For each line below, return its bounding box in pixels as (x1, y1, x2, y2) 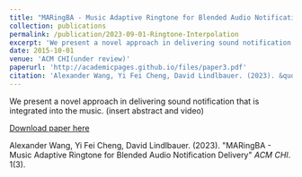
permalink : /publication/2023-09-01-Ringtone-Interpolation (9, 29, 240, 38)
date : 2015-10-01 (9, 46, 75, 55)
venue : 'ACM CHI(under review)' (9, 55, 130, 63)
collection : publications (9, 21, 106, 30)
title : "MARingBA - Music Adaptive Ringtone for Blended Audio (9, 13, 252, 22)
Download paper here (9, 122, 90, 133)
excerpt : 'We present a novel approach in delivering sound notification (9, 38, 292, 47)
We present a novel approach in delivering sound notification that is (9, 96, 260, 106)
